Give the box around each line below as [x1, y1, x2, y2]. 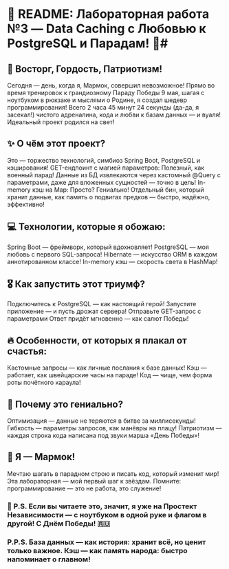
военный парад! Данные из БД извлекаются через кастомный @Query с [7, 170, 221, 179]
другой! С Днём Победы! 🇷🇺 [7, 519, 110, 528]
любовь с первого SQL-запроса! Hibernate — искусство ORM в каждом [7, 250, 217, 258]
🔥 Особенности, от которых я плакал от [7, 335, 187, 346]
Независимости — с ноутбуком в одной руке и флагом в [7, 510, 207, 519]
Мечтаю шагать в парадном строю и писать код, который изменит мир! [7, 469, 219, 478]
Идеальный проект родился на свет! [7, 118, 115, 126]
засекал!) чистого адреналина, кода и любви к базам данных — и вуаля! [7, 110, 221, 119]
